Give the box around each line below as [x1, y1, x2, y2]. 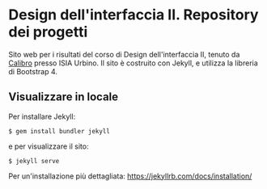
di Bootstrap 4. [8, 66, 58, 76]
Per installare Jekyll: [8, 111, 76, 121]
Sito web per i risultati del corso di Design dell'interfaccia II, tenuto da [8, 49, 240, 59]
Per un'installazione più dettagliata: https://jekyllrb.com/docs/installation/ [8, 171, 252, 181]
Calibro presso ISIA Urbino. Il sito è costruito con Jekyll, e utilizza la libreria [8, 58, 259, 68]
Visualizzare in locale [8, 90, 119, 104]
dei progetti [8, 23, 88, 41]
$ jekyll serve [8, 157, 60, 165]
